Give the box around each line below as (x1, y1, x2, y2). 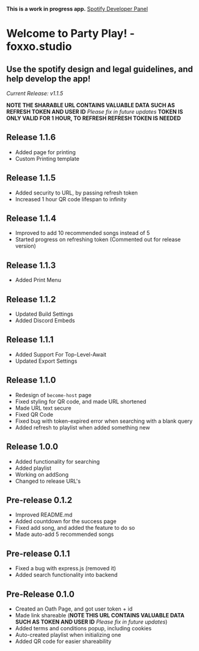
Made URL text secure (15, 404, 72, 412)
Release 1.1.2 (6, 294, 56, 305)
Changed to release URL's (15, 477, 81, 485)
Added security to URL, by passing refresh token (15, 189, 139, 196)
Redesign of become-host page (15, 391, 92, 398)
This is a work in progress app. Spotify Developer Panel (6, 6, 148, 12)
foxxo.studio (6, 40, 72, 54)
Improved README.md (15, 511, 73, 519)
